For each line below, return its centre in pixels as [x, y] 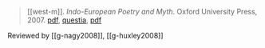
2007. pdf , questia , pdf [64, 20]
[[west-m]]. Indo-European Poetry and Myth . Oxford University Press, [142, 12]
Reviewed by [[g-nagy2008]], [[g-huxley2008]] [86, 36]
